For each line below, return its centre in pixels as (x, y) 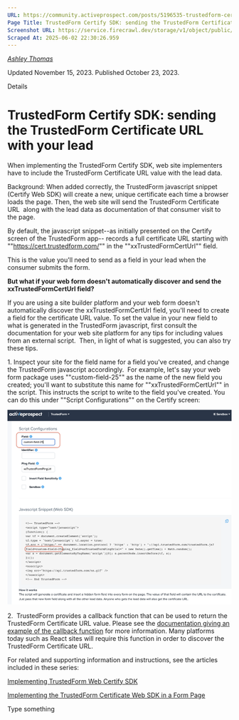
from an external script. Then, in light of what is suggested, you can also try (119, 341)
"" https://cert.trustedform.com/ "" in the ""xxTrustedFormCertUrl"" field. (113, 246)
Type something (31, 709)
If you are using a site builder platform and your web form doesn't (103, 303)
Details (17, 86)
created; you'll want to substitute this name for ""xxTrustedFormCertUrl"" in (118, 385)
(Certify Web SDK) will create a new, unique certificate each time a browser (118, 194)
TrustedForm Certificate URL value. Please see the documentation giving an (118, 623)
